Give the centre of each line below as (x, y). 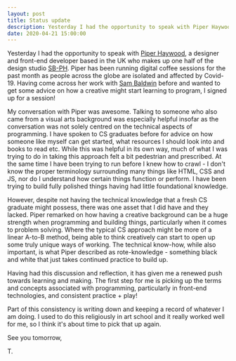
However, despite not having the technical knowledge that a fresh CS (107, 200)
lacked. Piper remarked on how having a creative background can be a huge (118, 215)
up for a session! (32, 98)
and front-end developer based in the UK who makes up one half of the (111, 61)
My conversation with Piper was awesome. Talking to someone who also (112, 112)
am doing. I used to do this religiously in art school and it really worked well (116, 317)
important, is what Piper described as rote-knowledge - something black (112, 252)
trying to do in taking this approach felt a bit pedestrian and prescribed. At (114, 157)
